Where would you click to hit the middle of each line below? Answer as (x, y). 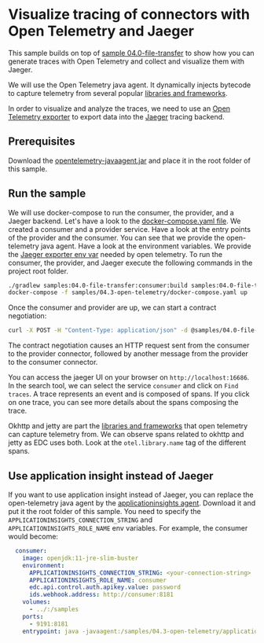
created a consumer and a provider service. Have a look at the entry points (130, 229)
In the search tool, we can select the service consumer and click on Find (123, 386)
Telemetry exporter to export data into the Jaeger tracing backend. (117, 116)
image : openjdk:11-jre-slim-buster (81, 558)
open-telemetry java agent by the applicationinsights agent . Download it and (132, 503)
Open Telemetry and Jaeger (101, 31)
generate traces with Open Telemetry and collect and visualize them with (126, 61)
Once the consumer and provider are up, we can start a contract (112, 307)
